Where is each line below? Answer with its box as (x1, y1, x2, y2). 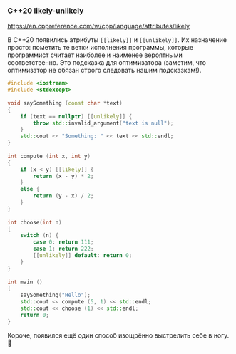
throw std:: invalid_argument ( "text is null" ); (33, 120, 174, 127)
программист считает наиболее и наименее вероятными (7, 51, 183, 59)
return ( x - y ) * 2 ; (33, 172, 94, 179)
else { (20, 186, 40, 193)
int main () (7, 278, 43, 286)
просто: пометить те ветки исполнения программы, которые (7, 43, 194, 52)
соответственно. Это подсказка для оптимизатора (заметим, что (7, 58, 207, 67)
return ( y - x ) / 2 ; (33, 192, 94, 199)
